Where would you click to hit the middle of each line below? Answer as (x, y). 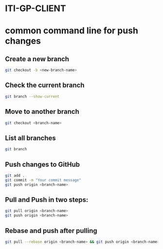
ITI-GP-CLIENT (36, 9)
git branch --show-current (32, 96)
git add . (15, 176)
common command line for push (72, 31)
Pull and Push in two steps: (47, 200)
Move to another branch (42, 112)
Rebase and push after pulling (51, 231)
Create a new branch (37, 59)
